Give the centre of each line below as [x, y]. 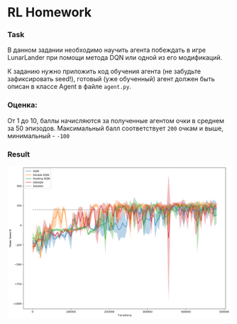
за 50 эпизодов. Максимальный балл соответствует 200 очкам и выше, [115, 128]
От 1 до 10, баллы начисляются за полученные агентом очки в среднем [116, 120]
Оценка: [22, 105]
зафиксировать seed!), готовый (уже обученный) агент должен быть [111, 79]
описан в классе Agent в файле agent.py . [69, 87]
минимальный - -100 [38, 135]
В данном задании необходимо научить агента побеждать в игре [107, 50]
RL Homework [50, 12]
